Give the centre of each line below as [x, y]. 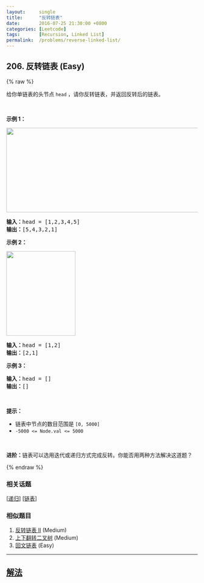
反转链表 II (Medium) [41, 530]
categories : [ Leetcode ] [36, 29]
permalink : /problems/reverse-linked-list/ [63, 40]
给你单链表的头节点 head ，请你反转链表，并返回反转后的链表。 [85, 94]
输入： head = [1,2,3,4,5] [43, 222]
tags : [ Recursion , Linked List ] [55, 35]
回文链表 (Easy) [35, 545]
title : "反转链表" [34, 18]
